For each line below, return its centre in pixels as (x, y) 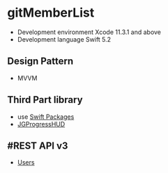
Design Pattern (40, 61)
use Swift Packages (46, 117)
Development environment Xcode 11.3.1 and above (89, 32)
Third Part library (45, 100)
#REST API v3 (38, 146)
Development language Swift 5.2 (64, 39)
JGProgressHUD (41, 124)
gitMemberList (51, 13)
